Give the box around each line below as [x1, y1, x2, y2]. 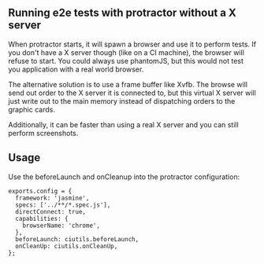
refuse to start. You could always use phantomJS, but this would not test [8, 56, 244, 65]
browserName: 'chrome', [22, 222, 101, 229]
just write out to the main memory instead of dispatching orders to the [8, 96, 236, 105]
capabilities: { [15, 214, 69, 222]
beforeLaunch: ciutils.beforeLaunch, [15, 235, 139, 243]
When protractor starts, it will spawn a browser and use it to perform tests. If [8, 39, 257, 49]
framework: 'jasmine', [15, 194, 90, 202]
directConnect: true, [15, 207, 87, 215]
